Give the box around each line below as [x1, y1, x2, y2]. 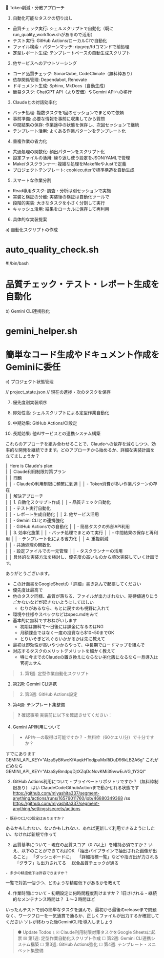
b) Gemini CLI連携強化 [5, 308, 50, 314]
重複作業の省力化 [12, 139, 47, 144]
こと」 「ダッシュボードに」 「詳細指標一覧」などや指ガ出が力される [17, 854, 159, 859]
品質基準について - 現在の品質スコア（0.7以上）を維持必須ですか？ [12, 842, 147, 847]
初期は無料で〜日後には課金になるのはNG [20, 624, 104, 629]
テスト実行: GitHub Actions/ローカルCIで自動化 [12, 38, 107, 43]
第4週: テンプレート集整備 [12, 702, 65, 707]
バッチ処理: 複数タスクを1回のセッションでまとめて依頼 [12, 110, 124, 115]
